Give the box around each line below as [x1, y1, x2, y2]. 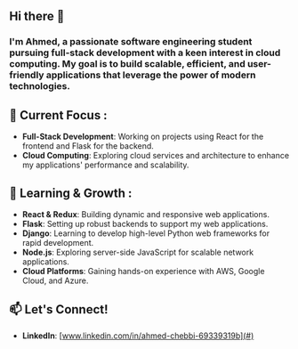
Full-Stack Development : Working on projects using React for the [21, 131, 264, 142]
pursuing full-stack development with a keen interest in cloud [9, 46, 281, 59]
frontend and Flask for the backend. [21, 141, 154, 151]
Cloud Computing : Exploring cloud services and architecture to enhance [21, 150, 290, 161]
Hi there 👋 [9, 9, 65, 24]
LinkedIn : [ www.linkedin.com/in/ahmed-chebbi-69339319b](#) [21, 330, 254, 341]
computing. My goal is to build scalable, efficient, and [9, 58, 246, 70]
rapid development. [21, 237, 94, 248]
